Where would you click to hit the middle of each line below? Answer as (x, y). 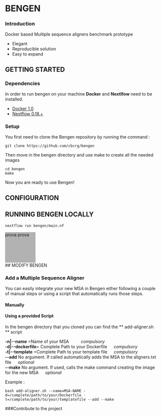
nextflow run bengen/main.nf (35, 226)
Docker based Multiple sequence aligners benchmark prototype (69, 34)
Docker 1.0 (23, 109)
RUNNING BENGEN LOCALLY (49, 214)
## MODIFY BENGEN (26, 265)
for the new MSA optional (33, 372)
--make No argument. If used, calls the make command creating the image (80, 367)
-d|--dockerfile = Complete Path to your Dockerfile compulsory (71, 346)
